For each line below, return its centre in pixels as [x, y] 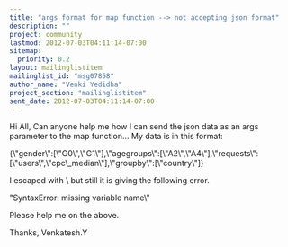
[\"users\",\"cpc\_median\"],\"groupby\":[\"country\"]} [107, 163]
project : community [46, 34]
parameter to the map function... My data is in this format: [116, 137]
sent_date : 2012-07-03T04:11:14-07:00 [82, 101]
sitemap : [26, 51]
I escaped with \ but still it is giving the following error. [109, 181]
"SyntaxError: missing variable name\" [80, 198]
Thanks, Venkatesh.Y [49, 233]
